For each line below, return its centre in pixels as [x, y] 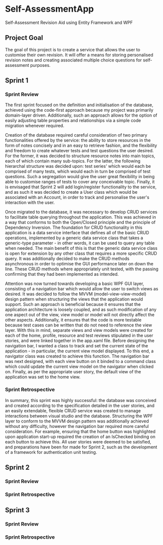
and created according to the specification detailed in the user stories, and [80, 405]
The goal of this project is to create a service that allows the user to [72, 49]
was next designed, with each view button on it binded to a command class [81, 362]
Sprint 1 [17, 81]
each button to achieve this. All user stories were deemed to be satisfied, [78, 442]
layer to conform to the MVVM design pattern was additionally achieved [77, 421]
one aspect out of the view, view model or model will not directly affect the [80, 315]
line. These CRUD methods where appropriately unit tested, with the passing [82, 269]
